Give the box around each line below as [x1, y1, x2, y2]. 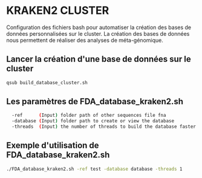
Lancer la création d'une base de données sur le [6, 54, 192, 64]
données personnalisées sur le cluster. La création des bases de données [6, 30, 190, 37]
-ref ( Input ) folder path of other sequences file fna [11, 113, 166, 119]
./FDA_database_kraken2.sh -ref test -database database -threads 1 [6, 166, 183, 172]
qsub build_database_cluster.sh [6, 79, 88, 85]
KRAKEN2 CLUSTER [6, 4, 109, 18]
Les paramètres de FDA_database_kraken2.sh [6, 96, 183, 107]
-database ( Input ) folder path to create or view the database [11, 118, 174, 124]
